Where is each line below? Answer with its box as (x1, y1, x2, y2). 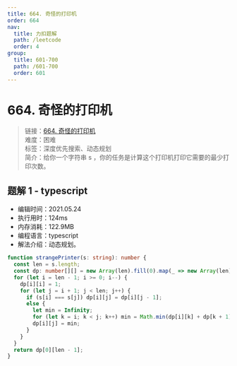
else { (25, 300, 46, 307)
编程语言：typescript (17, 231, 79, 240)
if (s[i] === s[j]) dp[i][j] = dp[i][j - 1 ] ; (25, 294, 162, 301)
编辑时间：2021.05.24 (17, 205, 82, 213)
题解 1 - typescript (7, 184, 88, 196)
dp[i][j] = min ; (32, 320, 80, 327)
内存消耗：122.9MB (17, 223, 74, 231)
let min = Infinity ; (32, 307, 93, 314)
